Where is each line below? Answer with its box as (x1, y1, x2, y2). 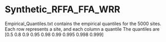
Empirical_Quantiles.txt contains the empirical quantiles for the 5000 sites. (5, 20, 162, 27)
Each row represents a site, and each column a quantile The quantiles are (5, 26, 160, 32)
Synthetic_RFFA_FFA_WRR (5, 4, 120, 15)
